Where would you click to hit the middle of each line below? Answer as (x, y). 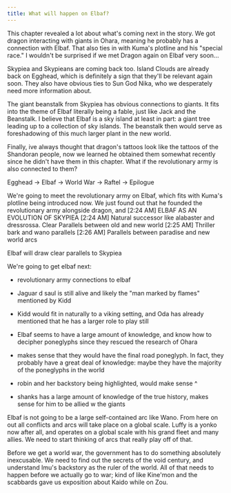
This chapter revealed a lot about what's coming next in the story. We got (111, 33)
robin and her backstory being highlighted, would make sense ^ (107, 383)
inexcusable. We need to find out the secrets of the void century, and (105, 460)
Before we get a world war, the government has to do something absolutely (114, 452)
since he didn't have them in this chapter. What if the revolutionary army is (113, 161)
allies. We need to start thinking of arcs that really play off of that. (100, 439)
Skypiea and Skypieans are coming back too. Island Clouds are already (108, 68)
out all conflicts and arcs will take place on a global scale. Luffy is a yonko (112, 425)
